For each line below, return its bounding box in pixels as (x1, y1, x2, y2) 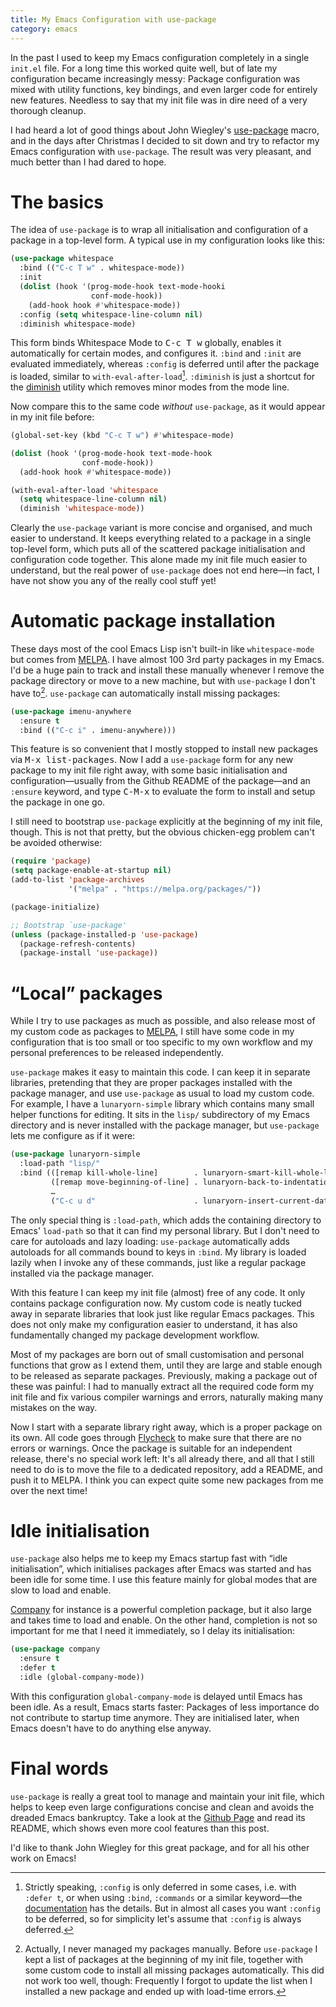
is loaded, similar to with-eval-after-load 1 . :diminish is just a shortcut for (10, 369, 316, 383)
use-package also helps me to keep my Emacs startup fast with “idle (10, 1552, 288, 1565)
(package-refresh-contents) (19, 939, 137, 949)
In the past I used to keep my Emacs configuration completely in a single (10, 51, 310, 63)
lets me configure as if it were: (10, 1130, 136, 1142)
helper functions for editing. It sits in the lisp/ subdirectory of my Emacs (10, 1109, 310, 1121)
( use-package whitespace (10, 254, 114, 264)
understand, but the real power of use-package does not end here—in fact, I (10, 564, 320, 576)
